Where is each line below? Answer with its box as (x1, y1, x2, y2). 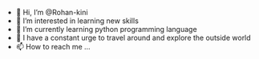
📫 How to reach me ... (15, 42, 91, 51)
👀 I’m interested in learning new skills (15, 16, 139, 26)
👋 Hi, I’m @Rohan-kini (15, 8, 88, 17)
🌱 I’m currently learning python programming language (15, 25, 198, 33)
